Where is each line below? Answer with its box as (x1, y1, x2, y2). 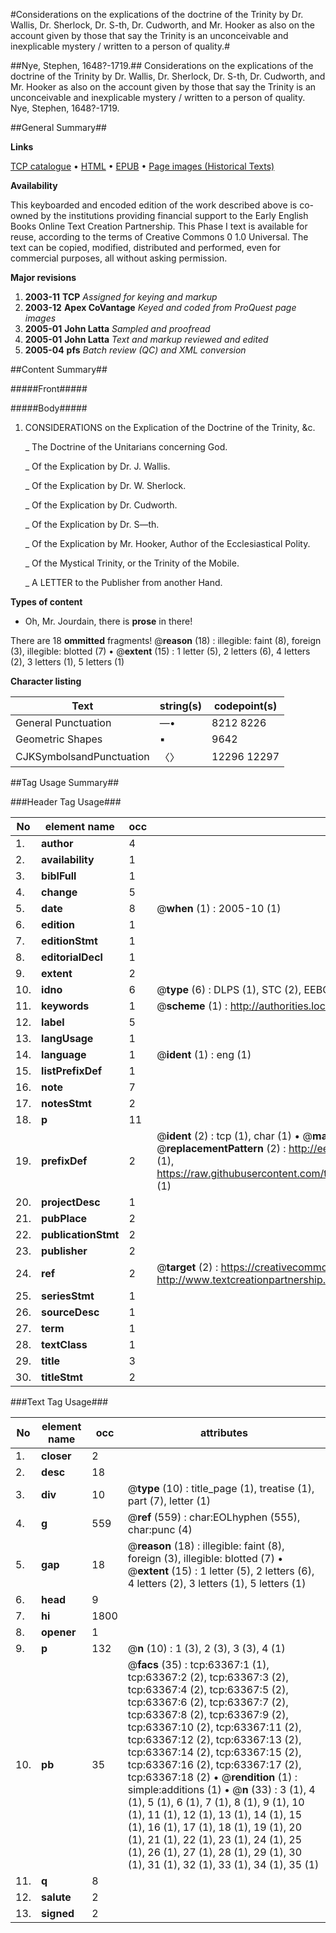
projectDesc (41, 1195, 101, 1209)
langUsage (41, 1032, 94, 1045)
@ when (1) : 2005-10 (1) (156, 902, 282, 915)
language (41, 1048, 87, 1061)
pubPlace (41, 1212, 88, 1225)
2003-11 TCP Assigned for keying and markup (24, 291, 218, 303)
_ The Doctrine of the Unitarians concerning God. (24, 441, 228, 453)
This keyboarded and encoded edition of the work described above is (10, 199, 298, 211)
